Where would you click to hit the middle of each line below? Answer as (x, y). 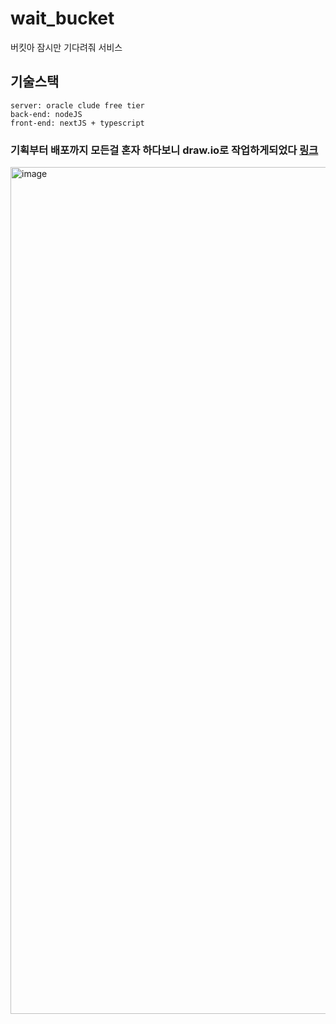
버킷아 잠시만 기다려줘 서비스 (66, 47)
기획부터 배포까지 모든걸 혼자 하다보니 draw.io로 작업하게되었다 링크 (164, 150)
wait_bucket (62, 18)
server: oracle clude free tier (77, 105)
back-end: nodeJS (46, 114)
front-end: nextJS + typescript (77, 123)
